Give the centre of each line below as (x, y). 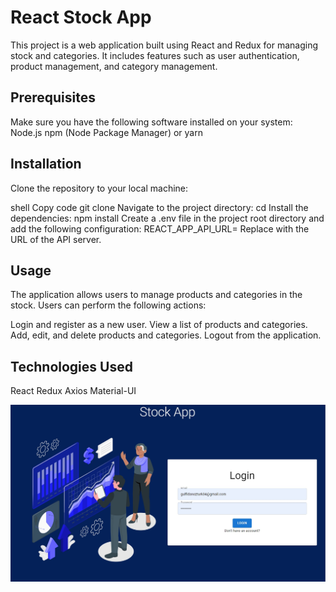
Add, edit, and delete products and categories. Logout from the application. (166, 335)
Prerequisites (53, 97)
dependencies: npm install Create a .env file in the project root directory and (167, 218)
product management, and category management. (114, 66)
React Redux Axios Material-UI (73, 391)
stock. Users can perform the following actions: (108, 305)
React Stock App (81, 17)
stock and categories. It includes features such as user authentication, (155, 55)
